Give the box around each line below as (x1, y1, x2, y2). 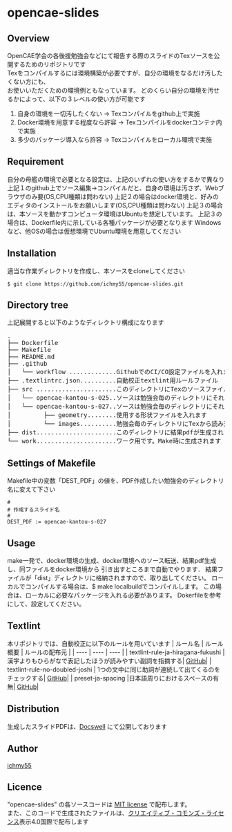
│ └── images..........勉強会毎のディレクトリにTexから (7, 420, 212, 428)
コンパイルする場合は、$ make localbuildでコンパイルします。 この (25, 582, 216, 591)
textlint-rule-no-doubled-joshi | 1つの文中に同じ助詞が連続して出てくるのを (7, 665, 221, 674)
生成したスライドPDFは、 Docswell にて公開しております (7, 722, 168, 730)
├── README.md (7, 353, 55, 361)
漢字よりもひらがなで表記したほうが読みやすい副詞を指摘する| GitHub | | (7, 656, 212, 665)
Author (7, 743, 38, 755)
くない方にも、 (7, 77, 50, 86)
